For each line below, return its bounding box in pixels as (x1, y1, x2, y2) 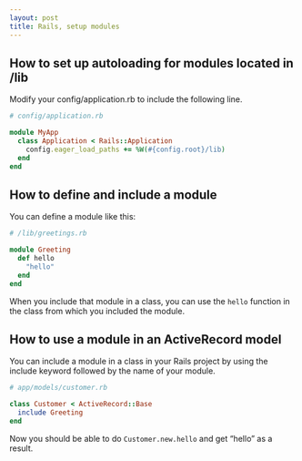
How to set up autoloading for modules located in (9, 56, 294, 71)
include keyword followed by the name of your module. (9, 365, 216, 376)
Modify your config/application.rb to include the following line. (9, 94, 243, 105)
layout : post (9, 13, 59, 23)
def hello (17, 254, 55, 263)
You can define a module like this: (9, 211, 136, 222)
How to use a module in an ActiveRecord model (9, 332, 282, 347)
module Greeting (9, 245, 71, 255)
